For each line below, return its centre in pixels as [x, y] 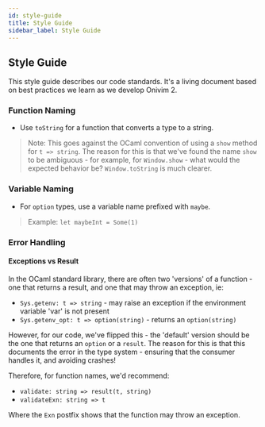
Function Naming [42, 110]
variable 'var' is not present [64, 311]
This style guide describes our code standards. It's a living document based [132, 82]
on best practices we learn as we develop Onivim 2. [93, 90]
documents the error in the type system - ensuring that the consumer [122, 352]
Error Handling [37, 242]
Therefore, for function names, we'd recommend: [89, 375]
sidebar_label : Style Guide [55, 30]
